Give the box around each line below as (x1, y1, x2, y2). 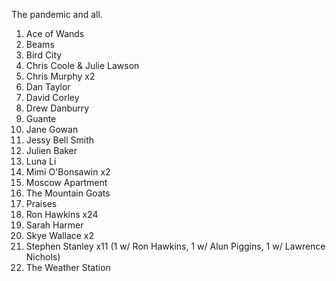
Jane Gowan (25, 124, 79, 135)
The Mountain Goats (25, 187, 111, 199)
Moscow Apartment (25, 177, 108, 188)
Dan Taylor (25, 81, 71, 93)
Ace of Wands (25, 28, 85, 39)
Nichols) (25, 251, 61, 263)
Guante (25, 113, 57, 124)
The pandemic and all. (11, 9, 103, 20)
